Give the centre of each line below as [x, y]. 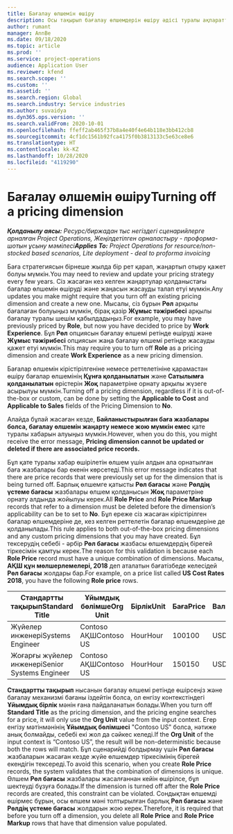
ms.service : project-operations [54, 59]
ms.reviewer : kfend [35, 72]
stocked [19, 253]
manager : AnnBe [29, 33]
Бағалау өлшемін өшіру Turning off [112, 197]
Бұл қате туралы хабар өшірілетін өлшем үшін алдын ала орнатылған [110, 462]
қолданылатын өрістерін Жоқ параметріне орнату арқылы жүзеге [107, 383]
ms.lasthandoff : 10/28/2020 [48, 156]
